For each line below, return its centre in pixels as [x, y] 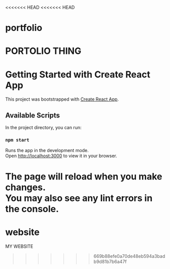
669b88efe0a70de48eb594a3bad [129, 256]
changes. [25, 187]
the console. [32, 209]
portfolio [24, 28]
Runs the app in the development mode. [47, 151]
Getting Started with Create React [78, 74]
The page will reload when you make [84, 176]
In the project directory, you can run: [43, 128]
